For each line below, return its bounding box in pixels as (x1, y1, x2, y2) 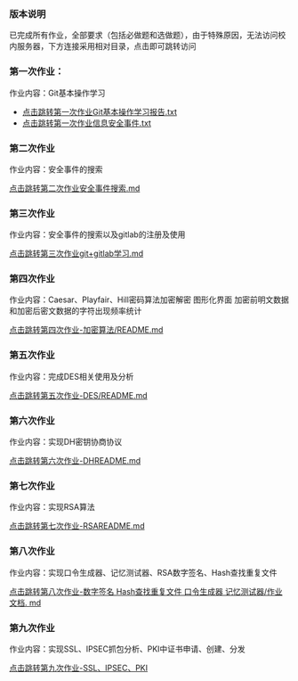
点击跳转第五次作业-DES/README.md (9, 390, 149, 400)
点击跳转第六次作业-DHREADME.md (9, 455, 141, 466)
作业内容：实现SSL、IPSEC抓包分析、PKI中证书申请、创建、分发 (9, 644, 246, 654)
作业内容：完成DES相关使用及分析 (9, 371, 134, 382)
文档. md (9, 597, 42, 608)
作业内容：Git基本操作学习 (9, 87, 106, 98)
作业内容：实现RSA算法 (9, 502, 95, 513)
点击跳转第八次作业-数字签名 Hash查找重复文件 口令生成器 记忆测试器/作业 (9, 586, 283, 596)
